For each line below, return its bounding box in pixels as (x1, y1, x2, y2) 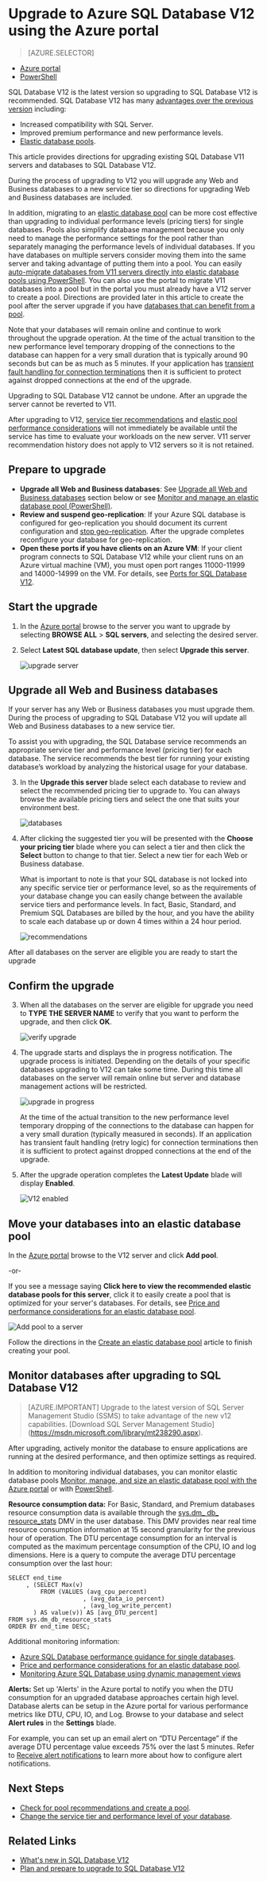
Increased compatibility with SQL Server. (19, 119, 153, 129)
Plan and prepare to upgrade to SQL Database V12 (19, 1864, 185, 1873)
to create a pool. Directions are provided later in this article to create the (8, 292, 244, 302)
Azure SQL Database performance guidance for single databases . (19, 1651, 236, 1662)
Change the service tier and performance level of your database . (19, 1811, 233, 1821)
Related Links (8, 1834, 77, 1848)
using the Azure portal (8, 21, 159, 40)
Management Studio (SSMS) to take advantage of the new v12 (27, 1410, 232, 1420)
